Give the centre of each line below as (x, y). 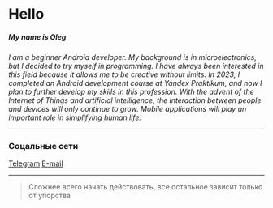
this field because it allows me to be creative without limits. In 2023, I (124, 74)
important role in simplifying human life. (75, 117)
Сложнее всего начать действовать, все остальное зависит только (145, 187)
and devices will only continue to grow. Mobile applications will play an (128, 109)
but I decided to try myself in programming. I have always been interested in (136, 66)
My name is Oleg (37, 36)
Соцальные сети (43, 146)
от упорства (50, 196)
